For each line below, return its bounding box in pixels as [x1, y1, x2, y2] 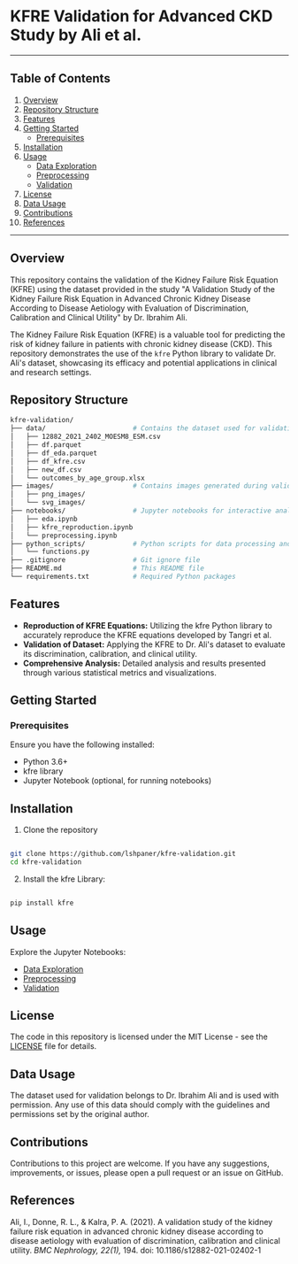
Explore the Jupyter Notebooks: [10, 946, 126, 957]
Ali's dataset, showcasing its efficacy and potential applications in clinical [10, 357, 278, 368]
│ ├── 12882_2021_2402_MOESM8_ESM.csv [10, 432, 162, 442]
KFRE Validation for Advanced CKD [10, 6, 273, 27]
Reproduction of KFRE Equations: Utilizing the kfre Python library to [22, 620, 273, 630]
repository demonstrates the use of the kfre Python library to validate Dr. [10, 348, 277, 358]
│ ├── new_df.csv [10, 465, 82, 474]
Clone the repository [22, 825, 98, 836]
